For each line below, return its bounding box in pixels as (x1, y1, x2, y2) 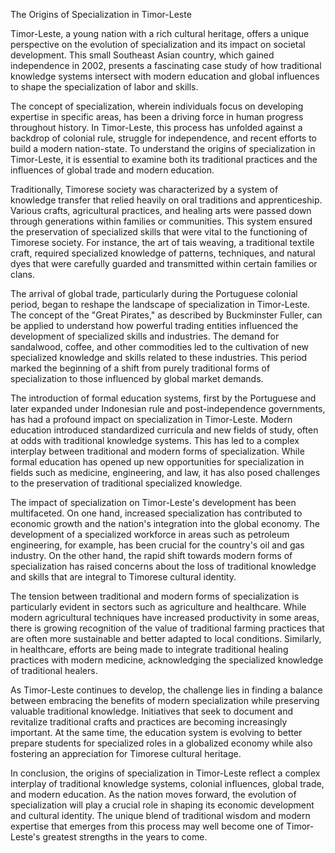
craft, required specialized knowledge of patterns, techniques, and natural (10, 247, 316, 259)
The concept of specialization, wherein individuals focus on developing (10, 100, 304, 112)
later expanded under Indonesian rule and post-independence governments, (10, 403, 326, 414)
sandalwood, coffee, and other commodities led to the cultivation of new (10, 341, 310, 353)
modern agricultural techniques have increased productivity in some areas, (10, 612, 320, 623)
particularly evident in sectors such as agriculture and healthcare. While (10, 601, 307, 613)
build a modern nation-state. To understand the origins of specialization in (10, 143, 316, 154)
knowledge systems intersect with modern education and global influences (10, 70, 320, 82)
